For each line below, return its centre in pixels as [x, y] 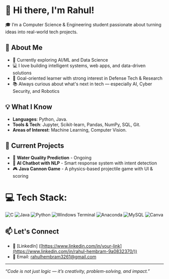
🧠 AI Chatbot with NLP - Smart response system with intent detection [85, 163]
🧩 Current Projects [35, 146]
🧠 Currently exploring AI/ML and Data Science [60, 60]
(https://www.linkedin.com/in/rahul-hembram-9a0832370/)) [75, 251]
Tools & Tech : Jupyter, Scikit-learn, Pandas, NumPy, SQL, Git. [76, 124]
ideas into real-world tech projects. [41, 32]
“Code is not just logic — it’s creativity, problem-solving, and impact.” [77, 271]
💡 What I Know [29, 107]
